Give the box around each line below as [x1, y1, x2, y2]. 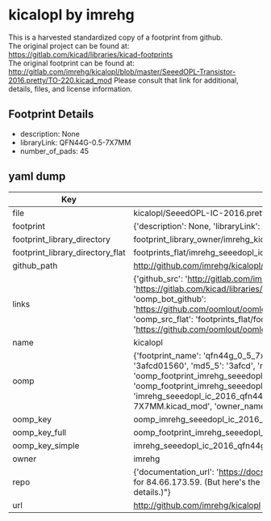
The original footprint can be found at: [8, 58, 135, 68]
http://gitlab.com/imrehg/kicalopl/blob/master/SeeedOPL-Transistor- [8, 66, 236, 76]
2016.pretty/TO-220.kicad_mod [8, 75, 113, 85]
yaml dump [8, 170, 66, 184]
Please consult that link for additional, [114, 75, 240, 85]
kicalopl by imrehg [8, 6, 135, 24]
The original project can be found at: [8, 40, 130, 50]
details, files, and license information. [8, 83, 133, 94]
